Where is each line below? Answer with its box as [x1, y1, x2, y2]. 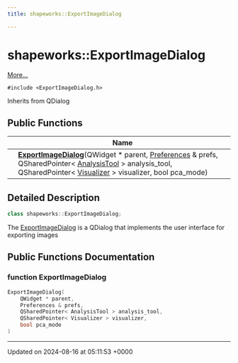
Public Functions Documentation [7, 251, 155, 263]
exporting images [7, 231, 59, 239]
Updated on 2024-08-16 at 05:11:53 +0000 [7, 347, 133, 356]
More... [7, 70, 28, 79]
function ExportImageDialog [7, 272, 107, 282]
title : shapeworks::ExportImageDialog [7, 10, 122, 18]
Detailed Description [7, 192, 101, 204]
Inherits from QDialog [7, 96, 70, 105]
